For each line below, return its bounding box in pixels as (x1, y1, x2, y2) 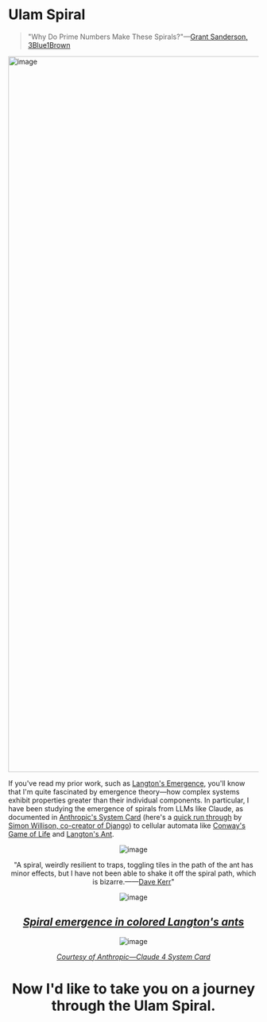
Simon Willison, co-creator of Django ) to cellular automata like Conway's (8, 821, 246, 830)
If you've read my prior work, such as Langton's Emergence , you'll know (8, 778, 246, 788)
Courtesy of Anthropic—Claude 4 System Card (56, 952, 211, 962)
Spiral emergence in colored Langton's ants (22, 915, 245, 929)
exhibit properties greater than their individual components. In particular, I (8, 795, 250, 805)
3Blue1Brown (27, 40, 71, 49)
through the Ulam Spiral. (51, 997, 216, 1015)
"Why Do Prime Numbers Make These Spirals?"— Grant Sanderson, (27, 32, 249, 41)
